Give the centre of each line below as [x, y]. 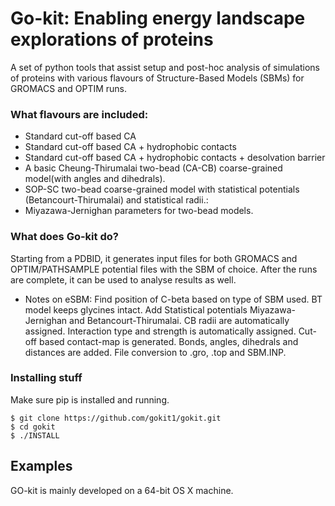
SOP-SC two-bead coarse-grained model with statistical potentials [162, 189]
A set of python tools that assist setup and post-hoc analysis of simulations [165, 67]
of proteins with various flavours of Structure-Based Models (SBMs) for [157, 78]
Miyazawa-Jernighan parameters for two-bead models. [139, 211]
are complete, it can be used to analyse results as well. [123, 279]
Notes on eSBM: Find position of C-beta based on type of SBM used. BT [173, 299]
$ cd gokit [33, 427]
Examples [41, 466]
